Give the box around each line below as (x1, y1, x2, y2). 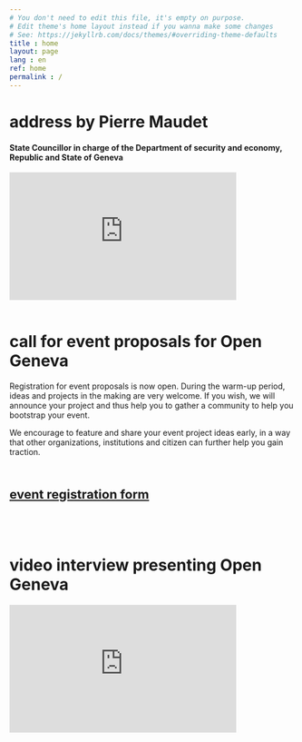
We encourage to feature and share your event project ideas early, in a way (9, 428, 291, 439)
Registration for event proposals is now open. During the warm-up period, (9, 381, 286, 391)
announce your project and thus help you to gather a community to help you (9, 401, 294, 411)
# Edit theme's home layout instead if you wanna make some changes (9, 22, 274, 31)
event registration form (9, 487, 150, 502)
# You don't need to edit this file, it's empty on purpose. (9, 13, 246, 23)
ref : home (9, 64, 47, 74)
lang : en (9, 55, 47, 64)
